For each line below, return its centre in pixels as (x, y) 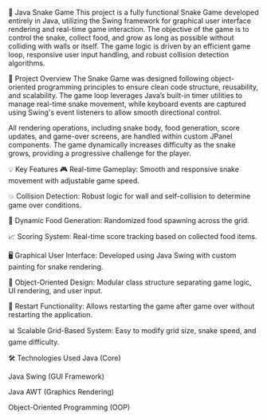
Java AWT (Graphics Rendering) (61, 392)
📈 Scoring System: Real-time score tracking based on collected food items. (133, 236)
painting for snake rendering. (56, 267)
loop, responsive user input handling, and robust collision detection (119, 55)
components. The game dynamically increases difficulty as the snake (122, 145)
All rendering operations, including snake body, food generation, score (124, 128)
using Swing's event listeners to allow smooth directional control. (115, 112)
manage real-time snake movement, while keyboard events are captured (127, 104)
